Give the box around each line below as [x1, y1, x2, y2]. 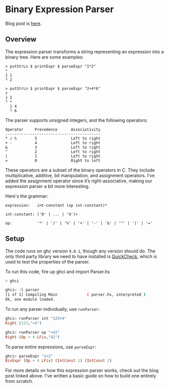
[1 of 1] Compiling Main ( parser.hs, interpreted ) [5, 292, 146, 298]
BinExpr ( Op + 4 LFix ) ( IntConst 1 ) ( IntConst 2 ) [5, 358, 112, 364]
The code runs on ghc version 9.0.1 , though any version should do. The [5, 248, 156, 254]
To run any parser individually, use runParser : [5, 306, 100, 312]
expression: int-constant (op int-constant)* [5, 203, 108, 208]
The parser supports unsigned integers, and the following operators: [5, 117, 148, 123]
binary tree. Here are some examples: [5, 54, 84, 60]
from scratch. [5, 378, 34, 384]
